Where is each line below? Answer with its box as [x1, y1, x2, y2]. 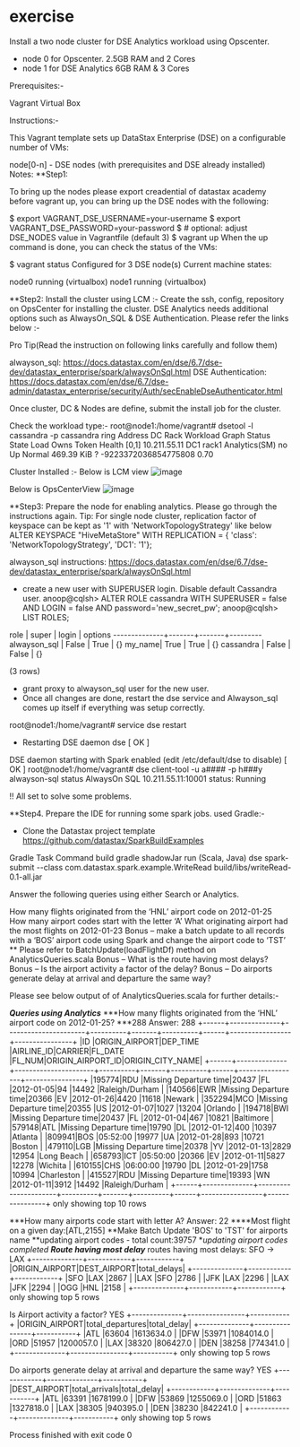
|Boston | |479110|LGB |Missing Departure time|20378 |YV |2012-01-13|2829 [9, 1140, 292, 1151]
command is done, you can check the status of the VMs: [9, 241, 218, 252]
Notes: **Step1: [9, 169, 69, 179]
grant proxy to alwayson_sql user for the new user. [21, 683, 210, 694]
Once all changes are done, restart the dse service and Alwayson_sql [21, 692, 279, 703]
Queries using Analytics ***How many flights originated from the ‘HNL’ [9, 1007, 278, 1018]
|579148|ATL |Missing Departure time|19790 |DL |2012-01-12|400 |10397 [9, 1122, 278, 1132]
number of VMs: [9, 142, 69, 152]
